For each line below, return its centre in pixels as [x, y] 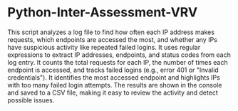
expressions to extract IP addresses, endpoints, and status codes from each [119, 55]
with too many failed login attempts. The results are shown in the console [115, 85]
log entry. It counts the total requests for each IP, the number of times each [118, 62]
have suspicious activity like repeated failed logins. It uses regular [104, 47]
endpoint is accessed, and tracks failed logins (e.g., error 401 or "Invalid [113, 70]
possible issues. [31, 100]
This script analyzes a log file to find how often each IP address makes [111, 32]
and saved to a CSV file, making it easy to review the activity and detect [113, 92]
